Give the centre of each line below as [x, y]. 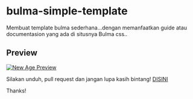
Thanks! [16, 91]
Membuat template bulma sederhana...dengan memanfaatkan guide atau [97, 28]
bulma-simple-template [67, 11]
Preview [22, 53]
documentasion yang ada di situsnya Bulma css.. [67, 34]
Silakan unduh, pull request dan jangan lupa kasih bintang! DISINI [87, 79]
